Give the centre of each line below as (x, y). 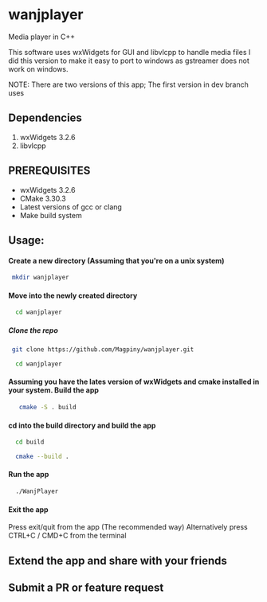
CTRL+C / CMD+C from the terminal (67, 536)
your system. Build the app (54, 390)
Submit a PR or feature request (86, 587)
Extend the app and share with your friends (118, 560)
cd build (30, 442)
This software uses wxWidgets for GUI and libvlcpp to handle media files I (130, 52)
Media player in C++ (42, 37)
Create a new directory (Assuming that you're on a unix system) (116, 260)
